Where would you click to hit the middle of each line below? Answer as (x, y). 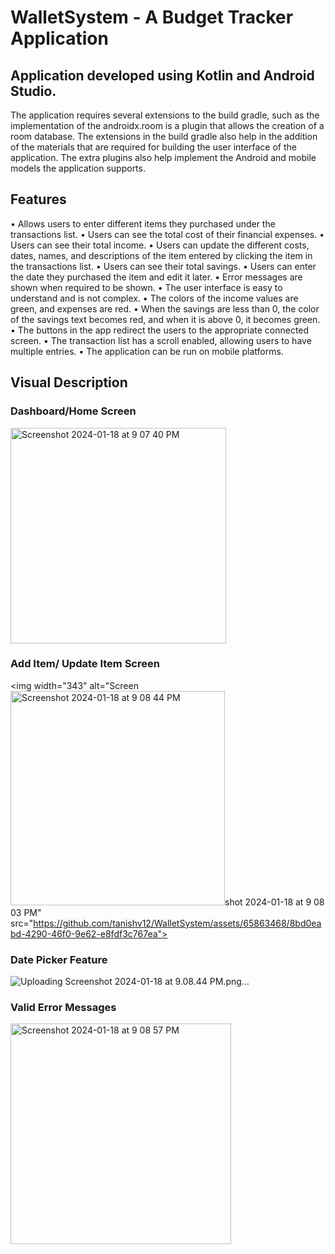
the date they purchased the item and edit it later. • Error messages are (156, 277)
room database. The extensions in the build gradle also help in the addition (164, 136)
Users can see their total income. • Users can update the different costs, (160, 245)
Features (38, 199)
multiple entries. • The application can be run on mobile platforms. (147, 351)
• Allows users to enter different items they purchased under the (143, 223)
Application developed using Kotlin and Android (162, 75)
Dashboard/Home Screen (73, 411)
